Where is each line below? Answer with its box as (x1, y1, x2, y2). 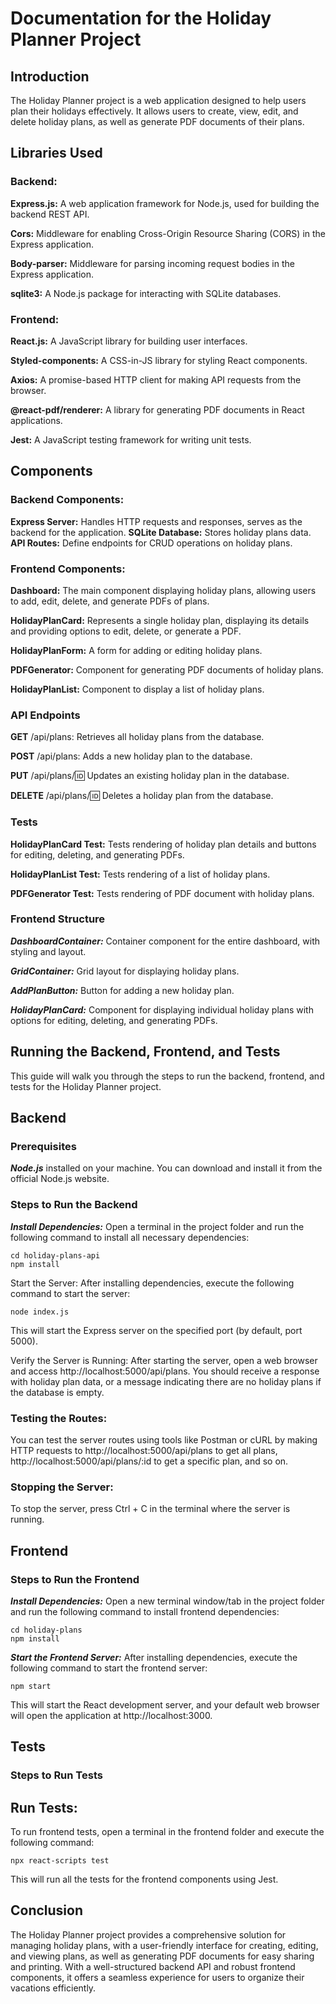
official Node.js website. (10, 1173, 110, 1185)
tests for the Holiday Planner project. (10, 1080, 162, 1092)
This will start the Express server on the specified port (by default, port (10, 1324, 303, 1336)
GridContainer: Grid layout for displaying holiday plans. (10, 965, 240, 977)
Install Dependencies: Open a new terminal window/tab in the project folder (10, 1595, 325, 1607)
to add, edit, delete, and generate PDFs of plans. (10, 595, 210, 607)
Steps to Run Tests (10, 1768, 103, 1782)
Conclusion (10, 1902, 84, 1919)
